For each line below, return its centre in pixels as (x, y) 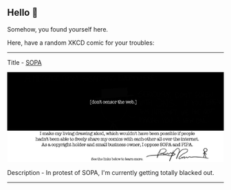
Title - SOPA (25, 62)
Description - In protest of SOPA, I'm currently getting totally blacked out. (111, 173)
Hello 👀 (23, 13)
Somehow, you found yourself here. (58, 29)
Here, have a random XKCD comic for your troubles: (81, 43)
